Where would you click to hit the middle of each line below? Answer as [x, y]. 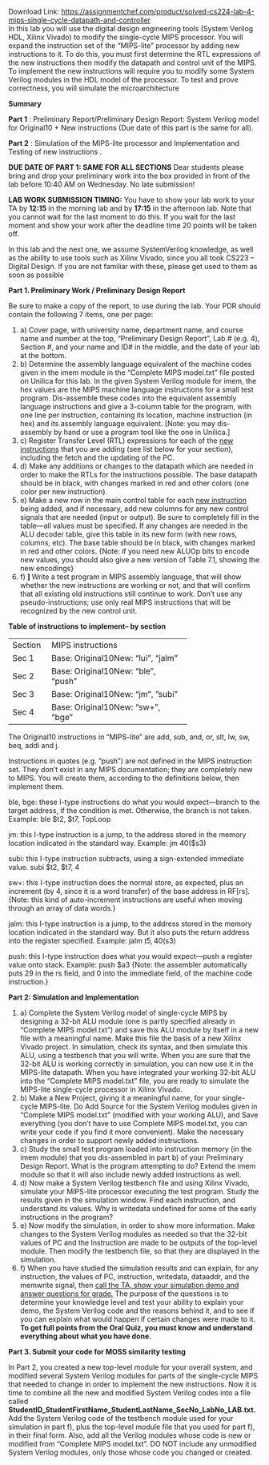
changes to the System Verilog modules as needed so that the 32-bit [133, 1234]
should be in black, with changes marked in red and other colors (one [134, 483]
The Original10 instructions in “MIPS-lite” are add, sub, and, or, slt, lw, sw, [129, 737]
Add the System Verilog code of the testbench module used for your [121, 1418]
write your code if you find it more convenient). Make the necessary [132, 1132]
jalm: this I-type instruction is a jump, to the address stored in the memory [130, 924]
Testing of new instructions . [55, 152]
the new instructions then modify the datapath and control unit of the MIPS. [132, 62]
